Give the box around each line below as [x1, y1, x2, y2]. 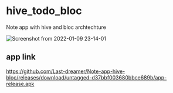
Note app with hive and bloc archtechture [6, 24, 107, 31]
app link [6, 52, 36, 62]
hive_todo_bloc [6, 4, 82, 18]
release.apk [6, 80, 35, 87]
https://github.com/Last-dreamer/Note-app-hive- [6, 68, 125, 75]
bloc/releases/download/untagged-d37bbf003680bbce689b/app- [6, 74, 167, 81]
